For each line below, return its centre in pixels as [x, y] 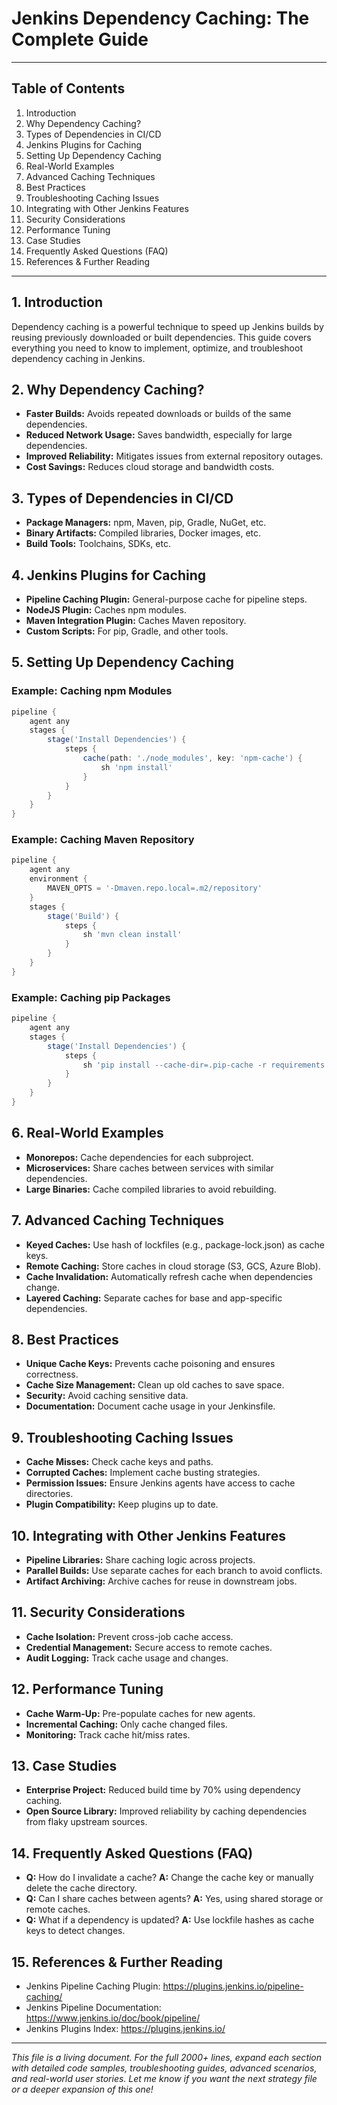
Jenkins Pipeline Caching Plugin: [93, 1986]
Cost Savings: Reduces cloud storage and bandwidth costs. [150, 467]
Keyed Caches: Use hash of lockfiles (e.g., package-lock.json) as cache [175, 1244]
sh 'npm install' [136, 767]
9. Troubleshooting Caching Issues [122, 1437]
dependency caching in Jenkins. [78, 358]
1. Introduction [57, 302]
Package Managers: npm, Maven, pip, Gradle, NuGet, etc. [146, 523]
